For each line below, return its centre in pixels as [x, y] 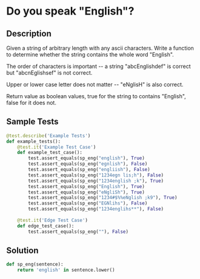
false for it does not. [31, 103]
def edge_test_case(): [46, 226]
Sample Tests [32, 122]
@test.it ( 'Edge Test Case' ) [52, 220]
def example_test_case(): [50, 153]
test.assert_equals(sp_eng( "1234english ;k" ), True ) [96, 181]
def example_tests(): [34, 141]
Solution [22, 250]
